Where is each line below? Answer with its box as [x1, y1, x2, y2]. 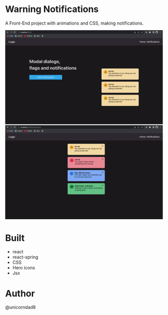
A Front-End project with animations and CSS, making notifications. [5, 20, 144, 26]
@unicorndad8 [5, 304, 36, 310]
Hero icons [12, 265, 35, 271]
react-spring [12, 254, 38, 260]
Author [5, 287, 35, 299]
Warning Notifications [5, 4, 99, 15]
